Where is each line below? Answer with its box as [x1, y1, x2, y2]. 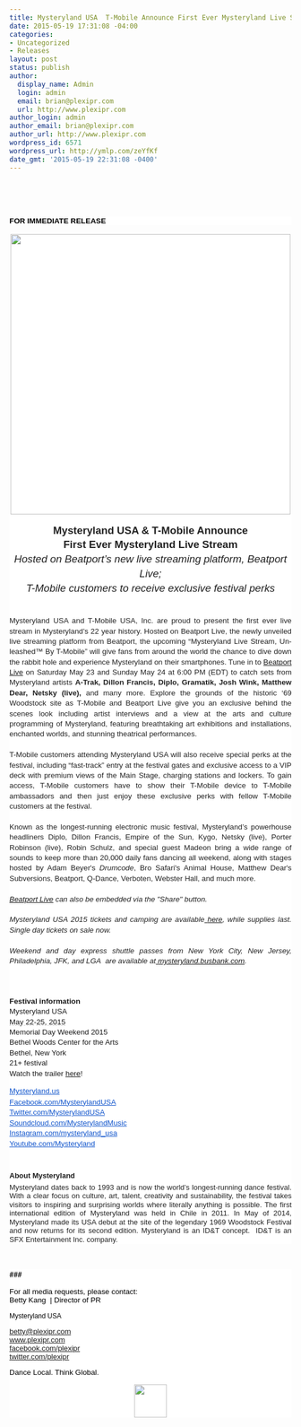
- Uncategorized [9, 38, 70, 48]
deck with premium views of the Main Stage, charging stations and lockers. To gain [9, 770, 292, 780]
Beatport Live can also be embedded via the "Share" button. [9, 894, 208, 904]
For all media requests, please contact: [9, 1287, 138, 1297]
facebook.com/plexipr [9, 1343, 81, 1353]
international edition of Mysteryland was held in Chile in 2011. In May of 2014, [9, 1208, 292, 1218]
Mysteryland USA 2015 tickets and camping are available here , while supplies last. [9, 915, 293, 925]
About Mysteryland [9, 1171, 76, 1180]
